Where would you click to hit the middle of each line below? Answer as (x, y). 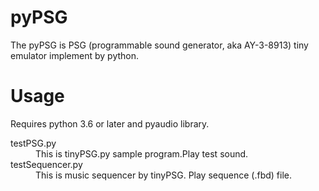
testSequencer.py (46, 164)
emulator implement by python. (75, 55)
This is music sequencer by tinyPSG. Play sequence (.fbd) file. (164, 175)
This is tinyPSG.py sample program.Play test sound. (142, 153)
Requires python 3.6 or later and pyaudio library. (110, 123)
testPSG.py (33, 143)
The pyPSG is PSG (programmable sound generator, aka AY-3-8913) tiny (159, 45)
